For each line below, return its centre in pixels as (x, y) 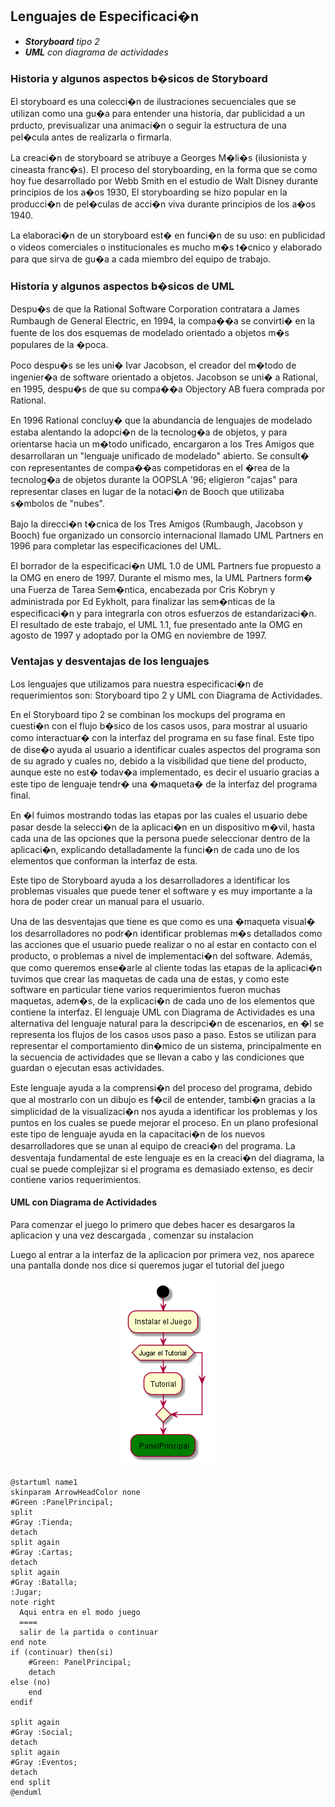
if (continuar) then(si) (62, 1652)
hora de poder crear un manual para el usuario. (107, 901)
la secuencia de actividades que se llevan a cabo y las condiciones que (157, 1057)
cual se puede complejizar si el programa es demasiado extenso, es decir (162, 1169)
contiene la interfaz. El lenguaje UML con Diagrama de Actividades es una (163, 1012)
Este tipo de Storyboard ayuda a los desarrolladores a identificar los (150, 880)
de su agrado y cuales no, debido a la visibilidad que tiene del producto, (158, 760)
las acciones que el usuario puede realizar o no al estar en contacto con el (163, 944)
